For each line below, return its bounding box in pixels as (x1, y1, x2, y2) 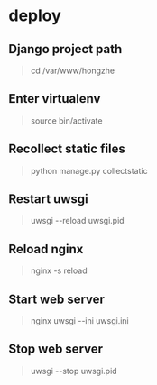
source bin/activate (30, 115, 103, 126)
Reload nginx (8, 241, 84, 257)
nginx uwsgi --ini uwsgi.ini (30, 316, 129, 326)
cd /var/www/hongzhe (30, 65, 115, 76)
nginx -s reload (30, 265, 88, 276)
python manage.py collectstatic (30, 165, 148, 176)
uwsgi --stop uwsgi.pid (30, 365, 118, 376)
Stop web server (8, 342, 104, 357)
